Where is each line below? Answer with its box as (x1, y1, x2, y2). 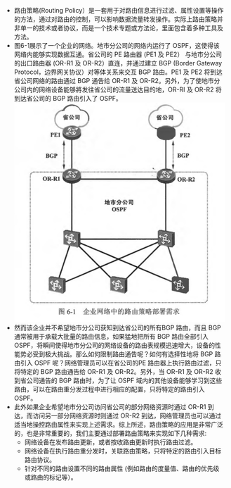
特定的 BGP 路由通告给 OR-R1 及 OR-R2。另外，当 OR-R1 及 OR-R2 (20, 367, 213, 375)
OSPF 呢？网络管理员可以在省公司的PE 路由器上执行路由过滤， (34, 358, 216, 367)
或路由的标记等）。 (24, 473, 77, 481)
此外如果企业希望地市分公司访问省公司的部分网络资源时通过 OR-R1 (13, 402, 206, 411)
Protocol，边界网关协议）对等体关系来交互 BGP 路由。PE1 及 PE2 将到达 (13, 68, 223, 76)
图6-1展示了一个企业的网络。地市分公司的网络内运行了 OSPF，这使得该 (13, 42, 220, 49)
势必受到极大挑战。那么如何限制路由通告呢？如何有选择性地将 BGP (20, 349, 213, 358)
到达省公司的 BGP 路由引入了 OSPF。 (13, 94, 123, 102)
